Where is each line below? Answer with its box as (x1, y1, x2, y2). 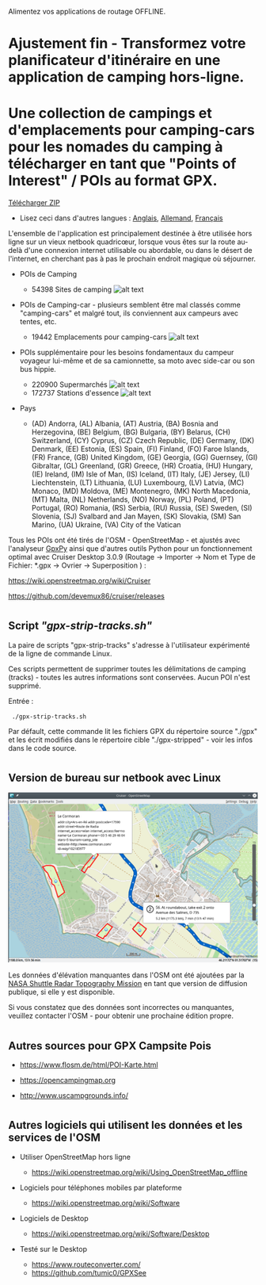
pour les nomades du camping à (8, 138, 223, 156)
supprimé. (8, 681, 42, 690)
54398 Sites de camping (31, 285, 112, 294)
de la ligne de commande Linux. (8, 648, 112, 658)
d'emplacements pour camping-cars (8, 121, 255, 140)
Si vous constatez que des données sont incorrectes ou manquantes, (8, 1003, 234, 1012)
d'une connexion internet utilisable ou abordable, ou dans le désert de (23, 246, 253, 255)
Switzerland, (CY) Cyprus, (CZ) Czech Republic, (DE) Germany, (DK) (31, 436, 255, 446)
